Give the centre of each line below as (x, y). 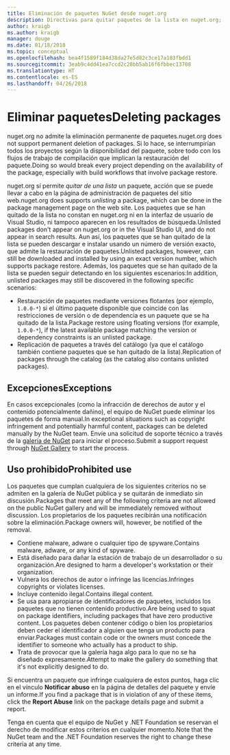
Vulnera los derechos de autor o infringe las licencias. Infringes (105, 579)
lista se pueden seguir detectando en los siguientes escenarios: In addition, (113, 273)
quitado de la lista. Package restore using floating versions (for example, (118, 323)
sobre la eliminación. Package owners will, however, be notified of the (105, 522)
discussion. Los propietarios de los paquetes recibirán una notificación (107, 515)
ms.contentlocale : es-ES (42, 77)
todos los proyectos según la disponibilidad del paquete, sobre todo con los (114, 151)
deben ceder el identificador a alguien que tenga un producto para (111, 630)
